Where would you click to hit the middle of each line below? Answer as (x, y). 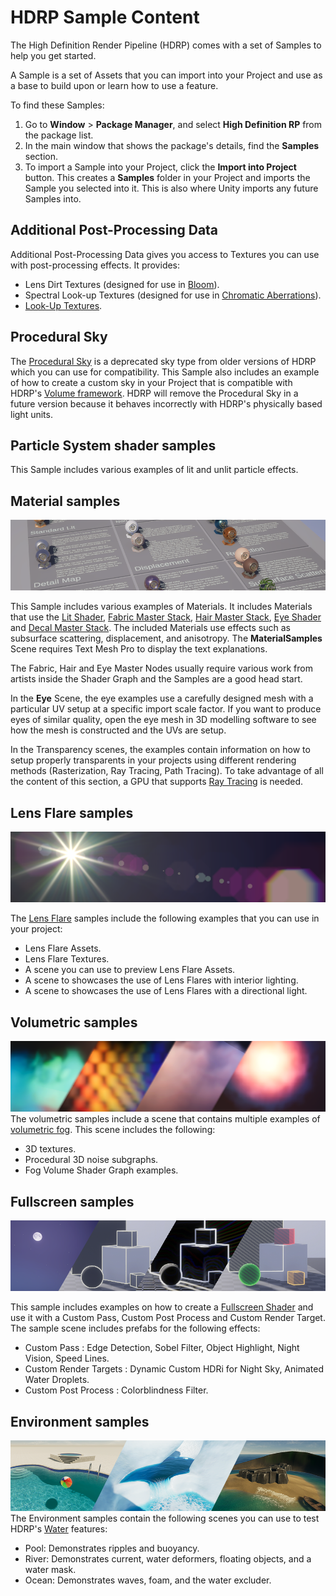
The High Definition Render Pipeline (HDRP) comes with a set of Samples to (166, 45)
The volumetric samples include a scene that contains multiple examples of (165, 1119)
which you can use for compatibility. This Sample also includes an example (165, 372)
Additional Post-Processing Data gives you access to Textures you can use (165, 254)
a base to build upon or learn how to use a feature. (114, 85)
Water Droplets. (57, 1380)
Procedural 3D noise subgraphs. (91, 1160)
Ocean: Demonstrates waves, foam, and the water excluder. (148, 1580)
